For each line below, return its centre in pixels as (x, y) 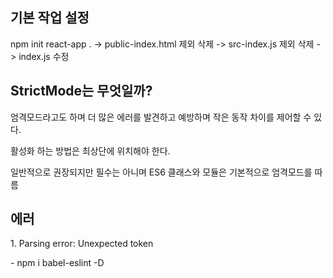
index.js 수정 (44, 56)
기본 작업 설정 (50, 18)
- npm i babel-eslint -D (57, 263)
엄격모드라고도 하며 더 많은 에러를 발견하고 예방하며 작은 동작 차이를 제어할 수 (161, 117)
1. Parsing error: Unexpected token (82, 244)
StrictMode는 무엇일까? (81, 91)
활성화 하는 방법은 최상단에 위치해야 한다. (90, 150)
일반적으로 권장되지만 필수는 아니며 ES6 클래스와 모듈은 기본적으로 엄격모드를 (161, 172)
